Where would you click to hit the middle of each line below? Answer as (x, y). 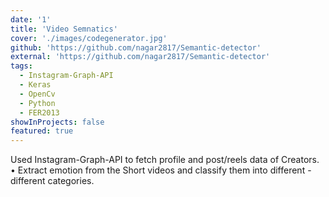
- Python (37, 103)
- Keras (35, 85)
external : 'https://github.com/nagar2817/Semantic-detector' (140, 57)
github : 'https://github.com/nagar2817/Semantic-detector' (136, 47)
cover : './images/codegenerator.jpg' (89, 38)
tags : (21, 66)
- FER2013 (39, 112)
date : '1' (31, 19)
